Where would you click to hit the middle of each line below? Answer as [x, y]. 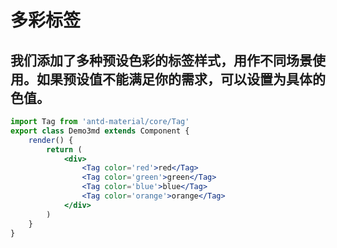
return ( [64, 149]
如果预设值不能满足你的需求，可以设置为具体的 [181, 79]
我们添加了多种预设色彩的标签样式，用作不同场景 [161, 60]
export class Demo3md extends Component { [100, 131]
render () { [51, 140]
